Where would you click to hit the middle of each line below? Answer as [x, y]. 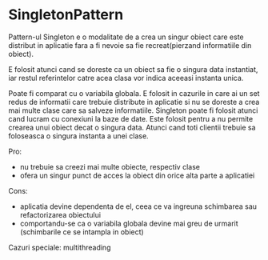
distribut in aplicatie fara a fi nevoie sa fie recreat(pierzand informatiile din [130, 45]
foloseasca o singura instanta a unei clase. [79, 136]
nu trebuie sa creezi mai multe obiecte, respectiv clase [110, 166]
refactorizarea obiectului [60, 214]
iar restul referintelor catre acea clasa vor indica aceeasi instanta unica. [126, 78]
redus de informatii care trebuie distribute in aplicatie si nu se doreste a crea [134, 102]
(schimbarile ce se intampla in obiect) [82, 232]
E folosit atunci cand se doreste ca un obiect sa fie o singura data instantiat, [133, 69]
